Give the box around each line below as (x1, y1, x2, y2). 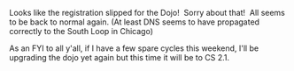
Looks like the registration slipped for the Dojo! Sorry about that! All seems (9, 8, 286, 18)
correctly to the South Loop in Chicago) (9, 26, 153, 36)
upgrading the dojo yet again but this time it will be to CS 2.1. (9, 53, 230, 62)
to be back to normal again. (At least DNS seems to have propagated (9, 17, 259, 27)
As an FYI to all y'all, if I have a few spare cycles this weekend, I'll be (9, 43, 259, 53)
